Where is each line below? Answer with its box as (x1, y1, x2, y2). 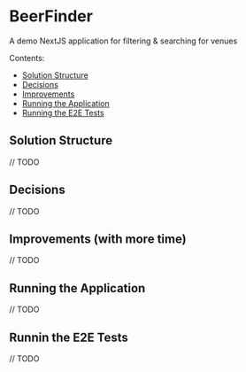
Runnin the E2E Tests (9, 329, 128, 345)
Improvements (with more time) (9, 231, 188, 246)
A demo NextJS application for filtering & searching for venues (9, 35, 238, 46)
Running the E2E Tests (21, 107, 104, 118)
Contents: (9, 52, 45, 63)
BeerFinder (9, 6, 93, 27)
